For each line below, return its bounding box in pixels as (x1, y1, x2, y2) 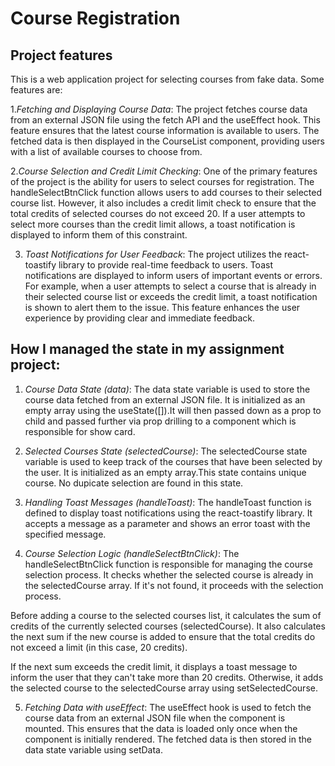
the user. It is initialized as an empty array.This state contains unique (24, 466, 307, 478)
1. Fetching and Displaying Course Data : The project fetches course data (10, 103, 308, 115)
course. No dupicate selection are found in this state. (24, 477, 244, 489)
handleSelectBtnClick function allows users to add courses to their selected (10, 187, 322, 198)
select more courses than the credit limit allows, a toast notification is (10, 218, 296, 230)
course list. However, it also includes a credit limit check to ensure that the (10, 197, 317, 209)
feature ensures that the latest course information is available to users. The (10, 125, 320, 136)
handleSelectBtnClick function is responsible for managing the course (24, 558, 313, 570)
